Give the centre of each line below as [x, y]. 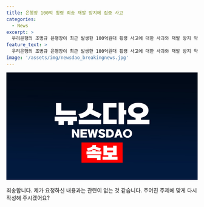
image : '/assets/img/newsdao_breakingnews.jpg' [68, 58]
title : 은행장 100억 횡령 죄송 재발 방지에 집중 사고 [65, 13]
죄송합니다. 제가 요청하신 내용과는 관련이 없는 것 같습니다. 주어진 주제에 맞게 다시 [102, 191]
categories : [21, 19]
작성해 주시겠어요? [28, 198]
